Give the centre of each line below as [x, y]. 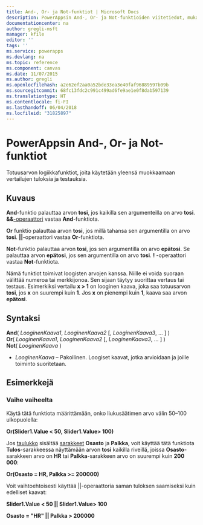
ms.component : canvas [34, 68]
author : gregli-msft [32, 29]
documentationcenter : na [37, 23]
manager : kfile [25, 34]
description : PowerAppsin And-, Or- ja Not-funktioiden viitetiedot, [96, 18]
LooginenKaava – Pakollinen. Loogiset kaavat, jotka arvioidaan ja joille [102, 357]
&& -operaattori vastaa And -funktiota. [53, 219]
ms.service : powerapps [35, 51]
